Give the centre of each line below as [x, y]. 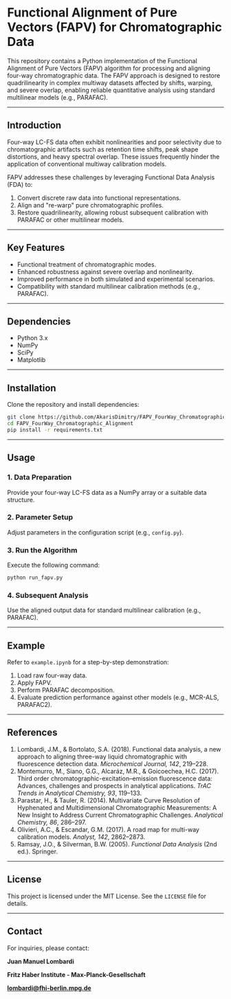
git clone [21, 417]
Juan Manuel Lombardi [41, 961]
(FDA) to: [20, 184]
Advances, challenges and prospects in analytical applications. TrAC [114, 785]
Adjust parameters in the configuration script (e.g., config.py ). [96, 532]
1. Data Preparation [40, 478]
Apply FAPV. [34, 683]
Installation [32, 388]
